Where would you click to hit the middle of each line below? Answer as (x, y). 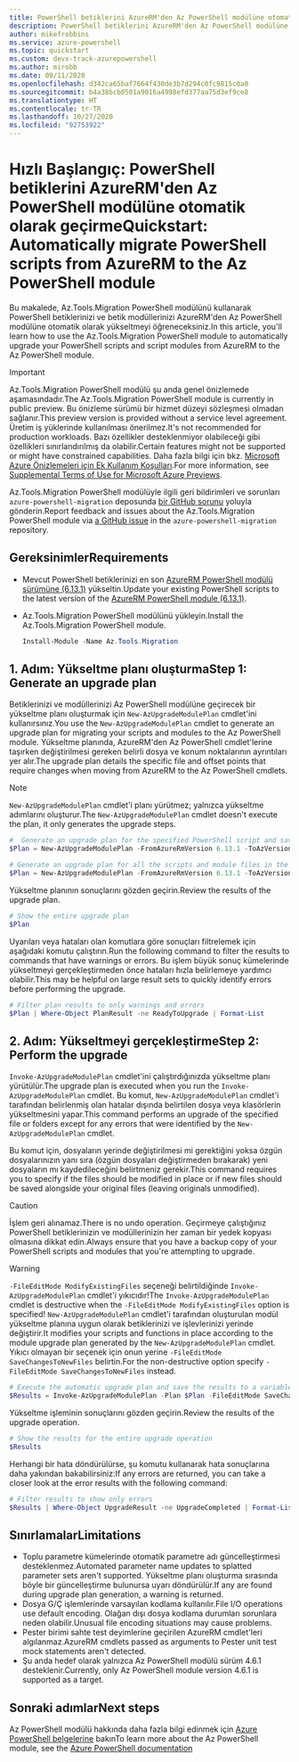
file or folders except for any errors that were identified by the (122, 1124)
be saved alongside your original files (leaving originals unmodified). (134, 1188)
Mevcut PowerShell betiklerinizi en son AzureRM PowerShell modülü (147, 579)
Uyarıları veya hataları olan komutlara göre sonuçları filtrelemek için (133, 941)
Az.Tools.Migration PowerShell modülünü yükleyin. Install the (133, 615)
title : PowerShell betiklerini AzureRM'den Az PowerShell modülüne (137, 17)
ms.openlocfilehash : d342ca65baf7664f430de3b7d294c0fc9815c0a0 (129, 84)
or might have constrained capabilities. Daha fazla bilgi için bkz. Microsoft (145, 455)
